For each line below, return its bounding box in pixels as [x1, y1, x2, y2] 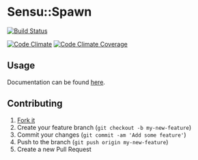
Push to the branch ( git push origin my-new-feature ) [16, 137, 169, 146]
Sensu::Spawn [7, 4, 92, 20]
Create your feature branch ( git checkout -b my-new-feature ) [16, 123, 192, 131]
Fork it [16, 116, 36, 124]
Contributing [7, 98, 63, 109]
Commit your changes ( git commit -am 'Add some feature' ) [16, 131, 186, 139]
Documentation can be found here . [7, 78, 106, 86]
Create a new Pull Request [16, 145, 92, 153]
